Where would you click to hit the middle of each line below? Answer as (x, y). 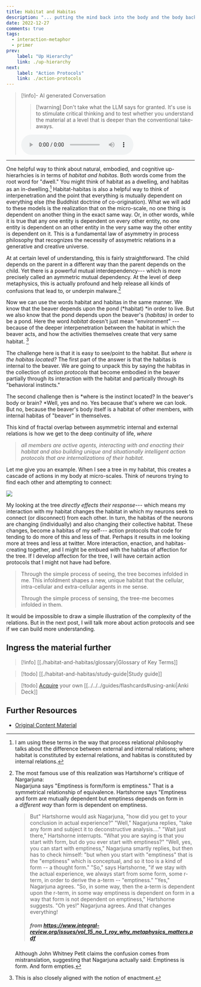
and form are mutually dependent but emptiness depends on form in (99, 798)
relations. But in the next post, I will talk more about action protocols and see (100, 623)
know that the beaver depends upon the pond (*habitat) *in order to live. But (100, 308)
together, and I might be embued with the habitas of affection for (107, 550)
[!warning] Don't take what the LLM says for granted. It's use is (113, 107)
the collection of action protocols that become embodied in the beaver (93, 373)
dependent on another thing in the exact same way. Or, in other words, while (100, 214)
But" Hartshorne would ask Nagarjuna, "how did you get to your (108, 816)
